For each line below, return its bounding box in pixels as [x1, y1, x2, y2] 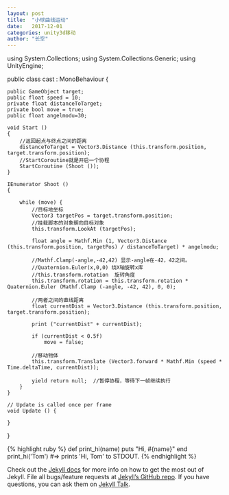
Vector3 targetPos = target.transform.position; [32, 212, 173, 220]
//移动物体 [32, 352, 59, 359]
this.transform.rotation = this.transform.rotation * [32, 277, 189, 285]
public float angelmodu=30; [7, 113, 88, 119]
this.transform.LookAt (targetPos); [32, 226, 136, 233]
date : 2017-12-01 [7, 23, 63, 30]
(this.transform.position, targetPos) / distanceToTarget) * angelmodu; [7, 244, 219, 251]
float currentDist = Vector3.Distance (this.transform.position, [32, 303, 223, 310]
